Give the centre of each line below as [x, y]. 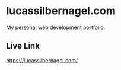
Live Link [23, 46]
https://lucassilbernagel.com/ [42, 60]
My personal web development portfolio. [56, 27]
